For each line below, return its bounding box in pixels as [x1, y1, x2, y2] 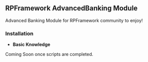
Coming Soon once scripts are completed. [5, 51, 94, 57]
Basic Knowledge [12, 41, 51, 47]
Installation [5, 30, 34, 37]
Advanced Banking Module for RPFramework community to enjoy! [5, 17, 143, 23]
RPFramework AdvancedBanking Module [5, 4, 138, 13]
